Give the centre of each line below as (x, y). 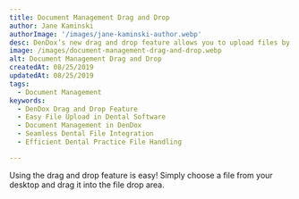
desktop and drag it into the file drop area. (87, 185)
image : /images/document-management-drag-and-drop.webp (115, 51)
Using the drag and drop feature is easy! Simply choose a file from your (141, 175)
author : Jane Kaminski (51, 26)
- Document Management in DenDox (80, 126)
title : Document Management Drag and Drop (90, 17)
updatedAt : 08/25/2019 (51, 76)
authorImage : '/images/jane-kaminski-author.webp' (106, 34)
